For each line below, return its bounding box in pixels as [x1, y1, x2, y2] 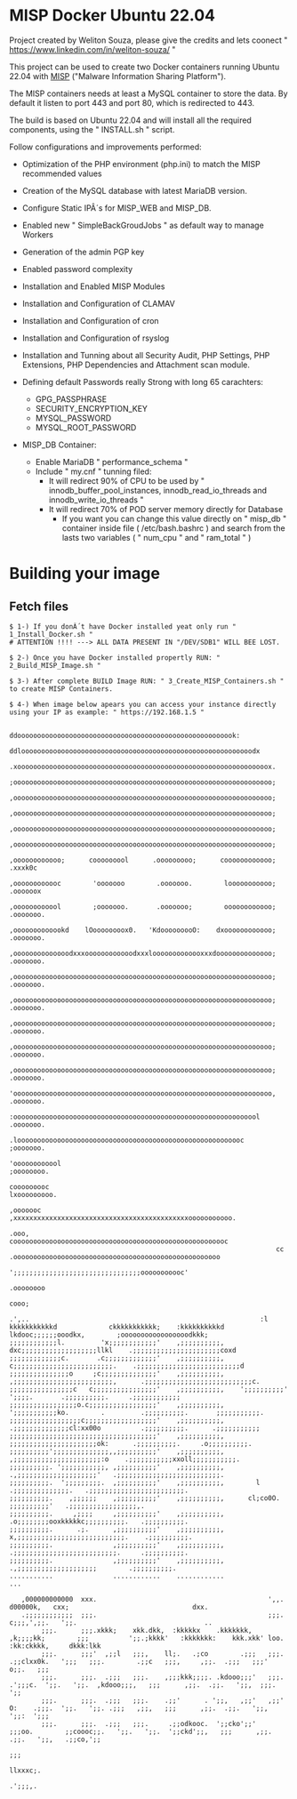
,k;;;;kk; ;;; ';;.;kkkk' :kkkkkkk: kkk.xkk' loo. [9, 1634, 285, 1642]
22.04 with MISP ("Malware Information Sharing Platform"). [9, 70, 227, 81]
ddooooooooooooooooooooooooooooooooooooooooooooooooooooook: [9, 731, 241, 740]
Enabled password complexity [21, 263, 133, 274]
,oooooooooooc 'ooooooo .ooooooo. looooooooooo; [9, 879, 277, 887]
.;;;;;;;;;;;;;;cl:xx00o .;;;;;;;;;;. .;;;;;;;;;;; [9, 1424, 261, 1433]
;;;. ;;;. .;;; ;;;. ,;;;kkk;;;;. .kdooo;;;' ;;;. [41, 1673, 285, 1682]
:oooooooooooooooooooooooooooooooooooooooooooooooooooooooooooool [9, 1112, 261, 1121]
